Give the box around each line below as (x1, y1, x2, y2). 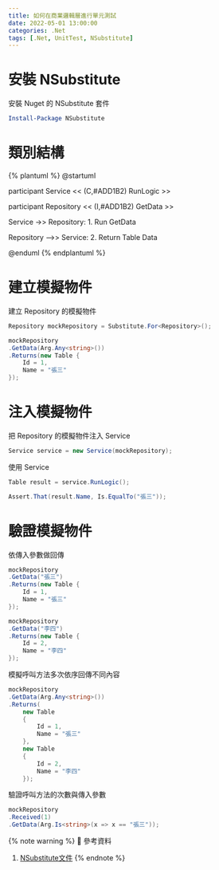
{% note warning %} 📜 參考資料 (8, 837, 111, 846)
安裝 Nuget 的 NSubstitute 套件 (8, 99, 110, 108)
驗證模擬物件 (8, 522, 93, 540)
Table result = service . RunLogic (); (8, 478, 130, 486)
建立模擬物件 (8, 278, 93, 297)
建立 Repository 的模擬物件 (8, 306, 97, 316)
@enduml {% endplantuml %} (8, 248, 106, 258)
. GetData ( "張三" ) (8, 573, 64, 581)
